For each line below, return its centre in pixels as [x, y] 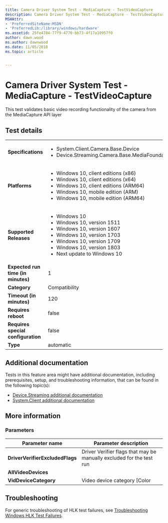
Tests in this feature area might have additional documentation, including [80, 375]
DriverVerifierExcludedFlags [42, 458]
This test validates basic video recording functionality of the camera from [81, 109]
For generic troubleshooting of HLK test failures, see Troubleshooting [77, 510]
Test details [24, 130]
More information [33, 416]
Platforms [19, 186]
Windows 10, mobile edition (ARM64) [100, 198]
